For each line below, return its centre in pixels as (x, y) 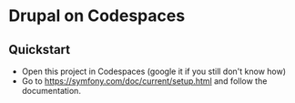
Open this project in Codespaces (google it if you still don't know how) (154, 71)
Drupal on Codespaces (97, 16)
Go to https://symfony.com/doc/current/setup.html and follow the (144, 81)
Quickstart (40, 50)
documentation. (51, 91)
